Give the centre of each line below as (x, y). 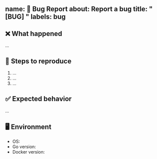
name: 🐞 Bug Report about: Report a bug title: (76, 9)
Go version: (24, 147)
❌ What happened (34, 33)
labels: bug (48, 17)
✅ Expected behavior (38, 99)
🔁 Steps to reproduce (38, 61)
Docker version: (28, 152)
